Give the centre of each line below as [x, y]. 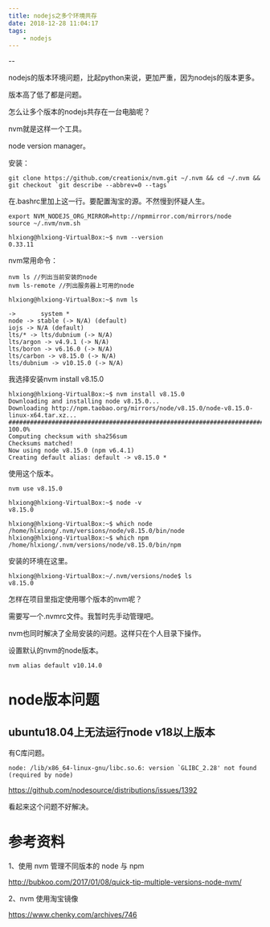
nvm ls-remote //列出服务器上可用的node [72, 286]
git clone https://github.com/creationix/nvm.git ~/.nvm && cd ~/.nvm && [135, 178]
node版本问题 [54, 700]
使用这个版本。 [33, 474]
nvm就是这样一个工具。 [47, 129]
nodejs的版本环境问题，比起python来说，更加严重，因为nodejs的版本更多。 [134, 78]
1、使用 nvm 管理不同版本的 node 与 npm [76, 866]
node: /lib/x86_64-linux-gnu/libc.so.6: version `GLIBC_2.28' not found [133, 769]
